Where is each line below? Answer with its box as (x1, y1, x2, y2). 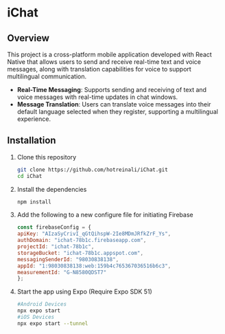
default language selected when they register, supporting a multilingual (16, 108, 218, 115)
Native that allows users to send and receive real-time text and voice (7, 58, 201, 66)
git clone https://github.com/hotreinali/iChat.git (16, 166, 168, 173)
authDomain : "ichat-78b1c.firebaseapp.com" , (16, 237, 147, 244)
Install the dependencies (16, 185, 87, 193)
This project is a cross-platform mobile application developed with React (7, 50, 213, 58)
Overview (7, 32, 50, 44)
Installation (7, 135, 56, 146)
